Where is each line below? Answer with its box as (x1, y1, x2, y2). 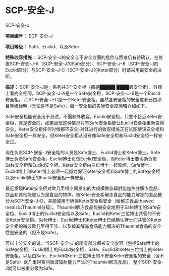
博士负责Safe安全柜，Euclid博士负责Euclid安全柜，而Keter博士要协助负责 (5, 156, 157, 162)
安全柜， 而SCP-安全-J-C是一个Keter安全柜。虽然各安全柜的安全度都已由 (5, 96, 157, 102)
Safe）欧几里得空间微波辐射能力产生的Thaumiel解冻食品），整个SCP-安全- (9, 259, 164, 265)
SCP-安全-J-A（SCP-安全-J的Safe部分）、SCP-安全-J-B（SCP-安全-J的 (9, 60, 159, 66)
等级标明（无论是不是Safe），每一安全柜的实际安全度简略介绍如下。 (9, 103, 150, 109)
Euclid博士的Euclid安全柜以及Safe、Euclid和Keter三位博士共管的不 (18, 210, 156, 217)
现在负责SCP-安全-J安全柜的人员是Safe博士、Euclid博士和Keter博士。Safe (5, 149, 160, 155)
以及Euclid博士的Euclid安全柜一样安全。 (5, 174, 88, 180)
